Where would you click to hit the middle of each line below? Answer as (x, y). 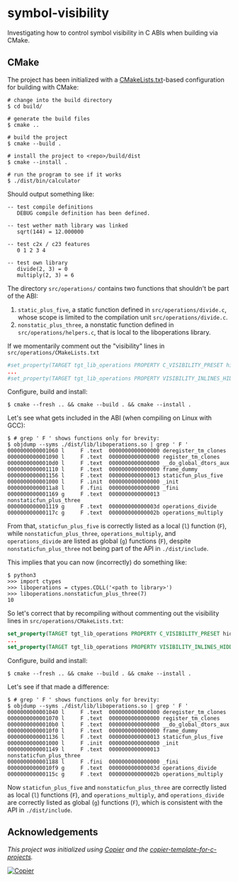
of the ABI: (23, 296)
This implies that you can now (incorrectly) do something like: (97, 562)
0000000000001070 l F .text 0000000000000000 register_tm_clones (114, 718)
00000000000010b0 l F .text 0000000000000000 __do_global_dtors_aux (119, 725)
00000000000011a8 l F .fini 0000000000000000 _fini (93, 488)
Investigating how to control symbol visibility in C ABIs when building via (113, 33)
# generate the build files (49, 118)
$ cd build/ (25, 106)
